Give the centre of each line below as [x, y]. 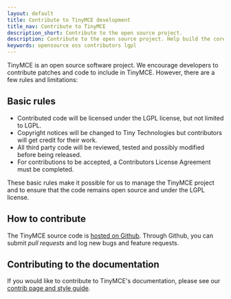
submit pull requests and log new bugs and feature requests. [93, 243]
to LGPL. [29, 125]
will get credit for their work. [57, 140]
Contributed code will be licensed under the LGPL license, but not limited [120, 118]
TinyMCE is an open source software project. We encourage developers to [113, 65]
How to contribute [47, 219]
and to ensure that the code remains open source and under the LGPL [106, 189]
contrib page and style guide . [49, 288]
